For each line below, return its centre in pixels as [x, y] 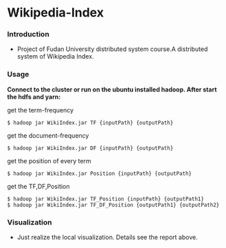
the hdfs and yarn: [34, 96]
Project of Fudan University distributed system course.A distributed [112, 49]
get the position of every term [49, 161]
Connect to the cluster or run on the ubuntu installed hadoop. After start [112, 89]
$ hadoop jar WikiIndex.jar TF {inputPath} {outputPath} [90, 123]
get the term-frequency [41, 110]
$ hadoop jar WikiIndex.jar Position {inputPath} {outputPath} [100, 174]
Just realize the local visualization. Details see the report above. [107, 237]
